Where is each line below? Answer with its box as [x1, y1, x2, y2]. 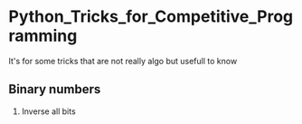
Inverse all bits [21, 106, 76, 117]
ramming [8, 25, 78, 46]
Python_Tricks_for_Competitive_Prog [8, 6, 294, 27]
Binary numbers [8, 81, 101, 97]
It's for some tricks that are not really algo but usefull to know [8, 55, 238, 66]
